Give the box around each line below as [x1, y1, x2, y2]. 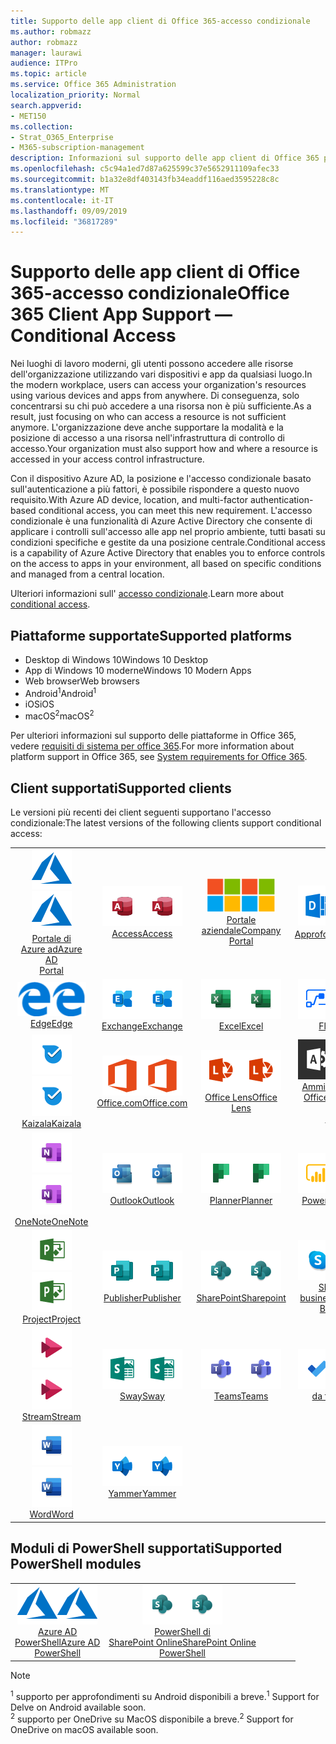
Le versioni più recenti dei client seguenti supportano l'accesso [10, 806, 272, 819]
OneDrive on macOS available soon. [10, 1724, 159, 1736]
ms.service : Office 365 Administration [10, 80, 177, 90]
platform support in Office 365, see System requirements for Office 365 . [10, 751, 308, 763]
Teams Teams [213, 1390, 269, 1402]
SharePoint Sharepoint [196, 1292, 287, 1304]
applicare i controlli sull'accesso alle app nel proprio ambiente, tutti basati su [10, 526, 326, 538]
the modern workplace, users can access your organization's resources [10, 379, 307, 391]
